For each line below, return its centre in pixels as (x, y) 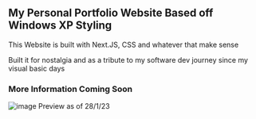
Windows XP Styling (60, 26)
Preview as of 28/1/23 (74, 106)
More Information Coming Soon (71, 89)
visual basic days (37, 68)
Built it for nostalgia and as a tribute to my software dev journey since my (128, 59)
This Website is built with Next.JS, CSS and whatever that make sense (124, 44)
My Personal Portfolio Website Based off (111, 13)
